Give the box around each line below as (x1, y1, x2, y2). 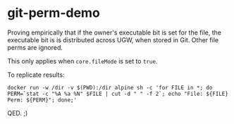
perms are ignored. (7, 43, 63, 51)
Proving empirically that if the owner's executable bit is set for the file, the (7, 28, 222, 37)
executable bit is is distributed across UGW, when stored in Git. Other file (7, 35, 219, 44)
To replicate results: (7, 70, 65, 79)
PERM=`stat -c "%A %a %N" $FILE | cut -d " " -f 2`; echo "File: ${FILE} (7, 90, 229, 97)
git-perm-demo (7, 5, 100, 21)
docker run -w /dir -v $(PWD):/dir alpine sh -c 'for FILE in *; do (7, 84, 213, 91)
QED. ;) (7, 108, 28, 117)
